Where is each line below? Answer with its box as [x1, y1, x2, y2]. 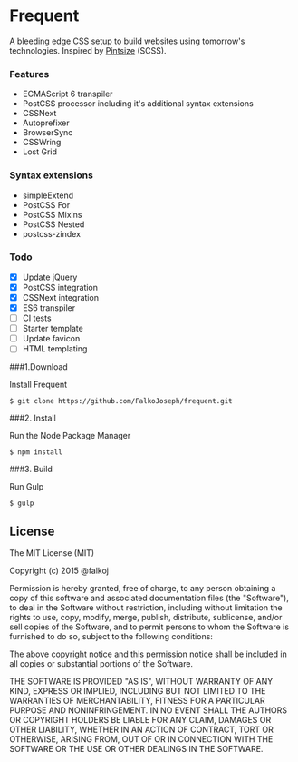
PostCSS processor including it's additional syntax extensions [22, 98, 254, 109]
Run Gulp [9, 481, 44, 492]
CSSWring [22, 137, 62, 148]
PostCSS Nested [22, 219, 85, 230]
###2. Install [9, 412, 56, 423]
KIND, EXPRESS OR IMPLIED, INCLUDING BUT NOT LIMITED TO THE [9, 686, 266, 697]
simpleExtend [22, 190, 74, 201]
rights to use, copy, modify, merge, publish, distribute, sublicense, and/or [9, 612, 283, 623]
